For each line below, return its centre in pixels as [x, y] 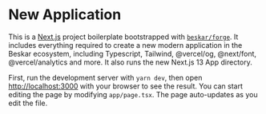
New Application [65, 15]
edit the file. [28, 103]
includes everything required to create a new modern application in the [125, 45]
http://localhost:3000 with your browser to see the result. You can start [125, 86]
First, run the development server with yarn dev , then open [105, 77]
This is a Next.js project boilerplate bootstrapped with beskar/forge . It [123, 37]
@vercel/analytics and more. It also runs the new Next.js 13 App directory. [130, 62]
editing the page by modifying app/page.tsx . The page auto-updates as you [133, 94]
